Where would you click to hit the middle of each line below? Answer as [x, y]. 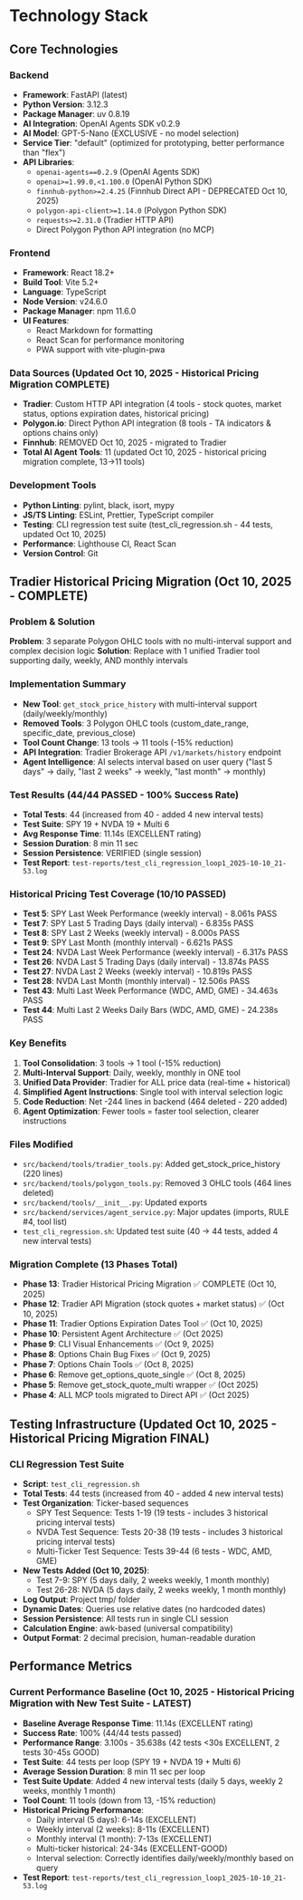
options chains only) [60, 433]
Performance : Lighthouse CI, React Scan [99, 544]
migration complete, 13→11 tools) [84, 462]
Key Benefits [38, 1043]
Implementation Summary [68, 684]
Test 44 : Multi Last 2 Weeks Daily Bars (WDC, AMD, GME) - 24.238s [150, 1010]
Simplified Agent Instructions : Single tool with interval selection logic [152, 1092]
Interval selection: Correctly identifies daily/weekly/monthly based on [165, 1857]
